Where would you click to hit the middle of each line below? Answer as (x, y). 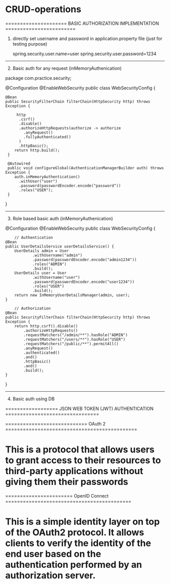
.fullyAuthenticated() (47, 137)
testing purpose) (30, 44)
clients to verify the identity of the (78, 543)
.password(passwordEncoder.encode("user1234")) (83, 282)
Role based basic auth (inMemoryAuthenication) (63, 218)
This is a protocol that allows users (80, 450)
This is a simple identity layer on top (83, 522)
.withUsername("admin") (57, 255)
